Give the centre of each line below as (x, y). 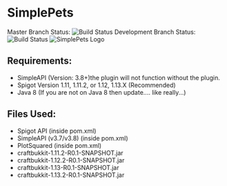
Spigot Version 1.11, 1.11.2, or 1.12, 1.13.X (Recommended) (96, 85)
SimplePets (40, 13)
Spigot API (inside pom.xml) (57, 131)
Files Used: (32, 114)
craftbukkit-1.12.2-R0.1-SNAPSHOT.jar (71, 160)
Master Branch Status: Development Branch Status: (101, 32)
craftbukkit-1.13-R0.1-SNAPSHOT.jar (68, 167)
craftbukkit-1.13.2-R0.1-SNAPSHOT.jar (71, 175)
